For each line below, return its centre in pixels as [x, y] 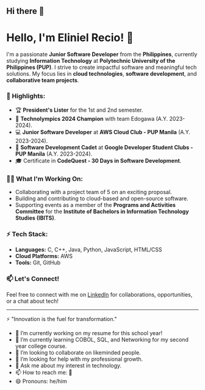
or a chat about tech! [33, 301]
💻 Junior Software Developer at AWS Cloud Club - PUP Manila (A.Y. [103, 132]
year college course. [41, 346]
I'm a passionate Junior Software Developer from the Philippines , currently [102, 54]
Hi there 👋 [25, 11]
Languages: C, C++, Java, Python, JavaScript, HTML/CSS [89, 250]
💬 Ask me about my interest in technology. [68, 365]
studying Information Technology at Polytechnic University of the [91, 61]
